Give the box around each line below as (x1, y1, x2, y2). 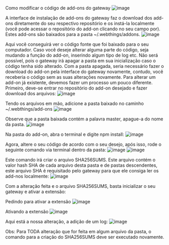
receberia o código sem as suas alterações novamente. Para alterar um (5, 74, 156, 80)
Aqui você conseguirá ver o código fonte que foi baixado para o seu (5, 41, 149, 47)
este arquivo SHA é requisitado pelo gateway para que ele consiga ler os (5, 168, 159, 173)
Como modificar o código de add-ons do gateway (5, 5, 111, 11)
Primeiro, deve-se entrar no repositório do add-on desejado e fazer (5, 85, 147, 91)
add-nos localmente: (5, 173, 49, 179)
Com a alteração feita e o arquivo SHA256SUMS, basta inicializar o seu (5, 183, 156, 189)
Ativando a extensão (5, 208, 49, 215)
